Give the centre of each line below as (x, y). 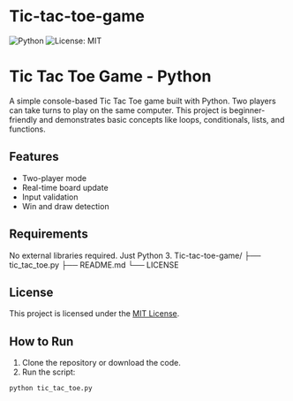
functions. (27, 129)
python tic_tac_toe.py (51, 389)
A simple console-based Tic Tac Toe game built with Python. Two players (143, 101)
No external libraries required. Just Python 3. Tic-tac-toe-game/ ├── (135, 255)
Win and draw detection (65, 206)
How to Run (41, 341)
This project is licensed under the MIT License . (94, 314)
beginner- (247, 110)
